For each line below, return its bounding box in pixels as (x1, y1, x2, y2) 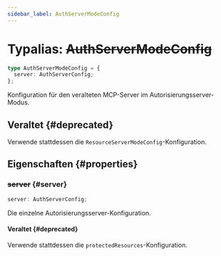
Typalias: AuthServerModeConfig (7, 41, 212, 57)
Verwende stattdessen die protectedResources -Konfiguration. (7, 240, 187, 249)
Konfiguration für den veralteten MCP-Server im (7, 90, 148, 100)
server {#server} (7, 179, 68, 189)
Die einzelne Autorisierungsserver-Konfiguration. (7, 208, 151, 217)
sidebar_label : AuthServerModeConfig (7, 10, 120, 18)
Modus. (7, 98, 30, 107)
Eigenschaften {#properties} (7, 158, 138, 171)
